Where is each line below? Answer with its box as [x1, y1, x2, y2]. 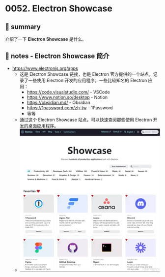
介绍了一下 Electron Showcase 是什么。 [5, 36, 87, 42]
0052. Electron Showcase [5, 3, 113, 14]
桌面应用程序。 [28, 123, 59, 128]
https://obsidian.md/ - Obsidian [27, 99, 91, 105]
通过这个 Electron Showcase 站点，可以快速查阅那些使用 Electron [19, 117, 152, 123]
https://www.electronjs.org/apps [12, 65, 78, 71]
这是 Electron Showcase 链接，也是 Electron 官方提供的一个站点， [19, 71, 153, 77]
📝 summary [5, 23, 41, 31]
